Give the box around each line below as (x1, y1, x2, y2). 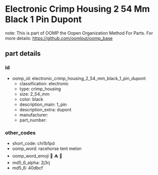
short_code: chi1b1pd (12, 140, 55, 146)
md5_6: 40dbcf (12, 165, 43, 171)
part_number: (19, 117, 47, 123)
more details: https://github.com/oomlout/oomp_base (5, 35, 113, 41)
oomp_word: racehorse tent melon (12, 146, 82, 151)
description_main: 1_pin (19, 101, 67, 107)
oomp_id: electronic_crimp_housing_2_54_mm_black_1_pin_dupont (12, 75, 146, 81)
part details (5, 50, 41, 58)
